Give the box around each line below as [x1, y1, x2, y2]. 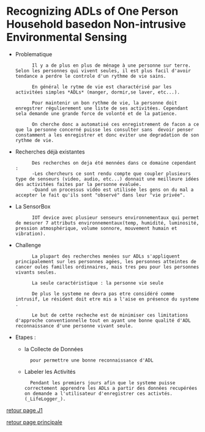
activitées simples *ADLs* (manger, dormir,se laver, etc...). [15, 89, 181, 95]
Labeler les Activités [24, 368, 76, 375]
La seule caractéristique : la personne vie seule [31, 280, 164, 286]
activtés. [147, 390, 173, 397]
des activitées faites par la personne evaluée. [15, 181, 142, 187]
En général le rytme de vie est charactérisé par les [31, 84, 172, 90]
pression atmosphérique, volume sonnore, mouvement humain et [15, 225, 177, 231]
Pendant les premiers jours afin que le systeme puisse [29, 379, 176, 386]
